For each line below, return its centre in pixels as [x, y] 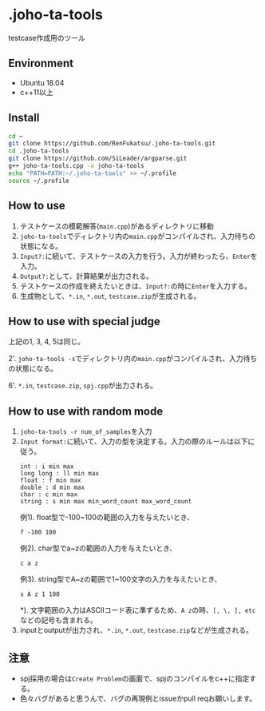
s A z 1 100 [40, 594]
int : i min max [47, 467]
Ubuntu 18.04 [42, 82]
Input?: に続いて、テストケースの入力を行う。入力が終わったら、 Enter [135, 256]
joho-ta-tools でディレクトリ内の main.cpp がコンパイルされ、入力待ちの [138, 236]
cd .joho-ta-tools [39, 151]
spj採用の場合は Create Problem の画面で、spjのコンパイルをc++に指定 [134, 678]
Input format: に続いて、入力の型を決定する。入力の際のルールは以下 [134, 442]
